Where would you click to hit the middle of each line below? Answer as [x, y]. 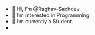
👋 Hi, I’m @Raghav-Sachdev [46, 9]
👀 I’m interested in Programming [50, 15]
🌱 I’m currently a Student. [42, 21]
